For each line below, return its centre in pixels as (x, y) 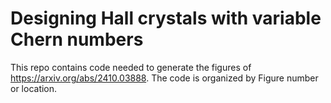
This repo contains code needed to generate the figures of (131, 67)
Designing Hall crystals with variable (166, 18)
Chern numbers (77, 39)
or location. (34, 88)
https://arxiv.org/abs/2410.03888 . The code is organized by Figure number (164, 78)
